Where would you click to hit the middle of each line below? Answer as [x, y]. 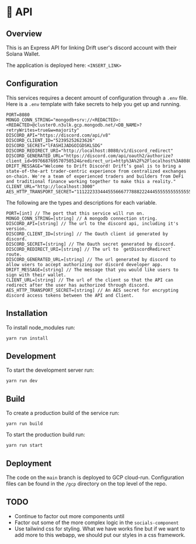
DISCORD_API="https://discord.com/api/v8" [58, 135]
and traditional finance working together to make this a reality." [91, 181]
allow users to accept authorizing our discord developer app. [85, 264]
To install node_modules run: [41, 327]
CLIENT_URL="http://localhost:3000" [50, 186]
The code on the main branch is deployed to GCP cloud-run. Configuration [95, 478]
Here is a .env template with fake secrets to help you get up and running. [93, 104]
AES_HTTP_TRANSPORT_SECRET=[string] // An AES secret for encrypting [92, 290]
